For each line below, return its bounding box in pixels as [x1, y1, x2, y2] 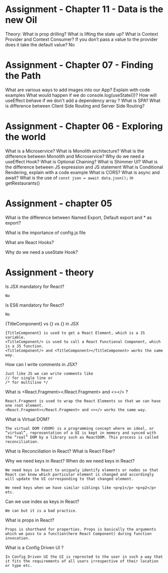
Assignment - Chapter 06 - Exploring [5, 121, 163, 132]
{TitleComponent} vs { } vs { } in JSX [5, 320, 79, 326]
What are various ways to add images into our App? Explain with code [5, 87, 150, 93]
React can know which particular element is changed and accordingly [5, 472, 154, 477]
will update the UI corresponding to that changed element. [5, 476, 134, 481]
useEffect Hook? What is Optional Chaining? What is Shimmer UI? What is [5, 158, 158, 164]
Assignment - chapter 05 [5, 198, 112, 209]
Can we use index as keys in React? [5, 498, 79, 504]
